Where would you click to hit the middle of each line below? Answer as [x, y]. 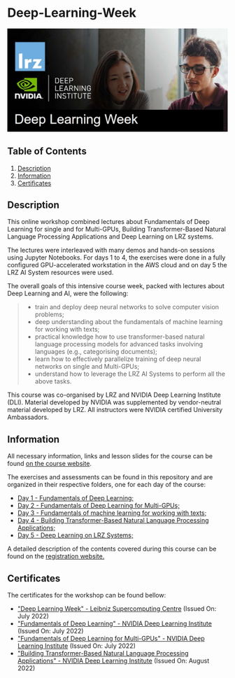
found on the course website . [50, 464]
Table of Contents [47, 151]
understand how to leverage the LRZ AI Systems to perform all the [130, 374]
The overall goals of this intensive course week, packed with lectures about [116, 286]
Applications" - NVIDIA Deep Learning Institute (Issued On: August [113, 661]
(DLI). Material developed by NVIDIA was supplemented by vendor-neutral [114, 402]
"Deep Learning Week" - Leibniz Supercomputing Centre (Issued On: [117, 608]
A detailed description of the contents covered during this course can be [112, 549]
